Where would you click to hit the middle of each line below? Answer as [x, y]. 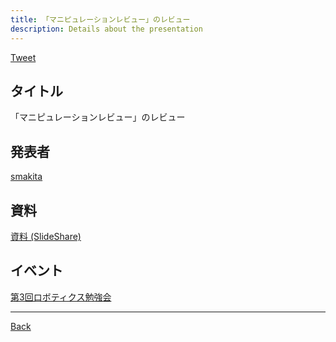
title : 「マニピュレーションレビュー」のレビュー [100, 19]
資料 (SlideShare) [46, 236]
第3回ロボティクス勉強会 [61, 297]
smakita [26, 177]
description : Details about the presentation [106, 29]
